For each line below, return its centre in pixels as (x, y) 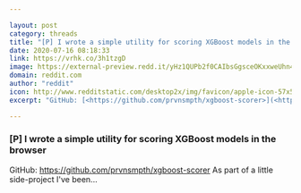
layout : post (34, 25)
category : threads (43, 34)
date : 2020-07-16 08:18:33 (60, 50)
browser (28, 150)
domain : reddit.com (46, 76)
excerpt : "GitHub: (43, 100)
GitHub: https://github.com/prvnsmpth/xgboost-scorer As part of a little (141, 170)
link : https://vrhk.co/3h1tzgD (68, 59)
